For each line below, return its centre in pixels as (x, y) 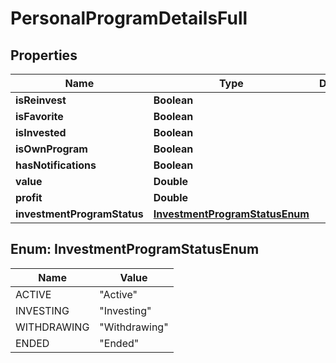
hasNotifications (56, 165)
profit (29, 197)
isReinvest (41, 100)
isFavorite (39, 116)
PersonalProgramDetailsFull (129, 18)
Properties (44, 55)
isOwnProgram (51, 149)
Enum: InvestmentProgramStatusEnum (135, 249)
